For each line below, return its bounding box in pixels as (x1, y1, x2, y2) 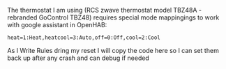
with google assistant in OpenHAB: (7, 21, 107, 29)
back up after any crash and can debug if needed (7, 54, 150, 62)
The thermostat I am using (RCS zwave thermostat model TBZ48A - (7, 6, 202, 14)
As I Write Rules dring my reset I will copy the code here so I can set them (7, 47, 220, 54)
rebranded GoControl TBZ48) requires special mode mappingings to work (7, 13, 220, 22)
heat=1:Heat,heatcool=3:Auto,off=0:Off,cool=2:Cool (7, 34, 160, 41)
